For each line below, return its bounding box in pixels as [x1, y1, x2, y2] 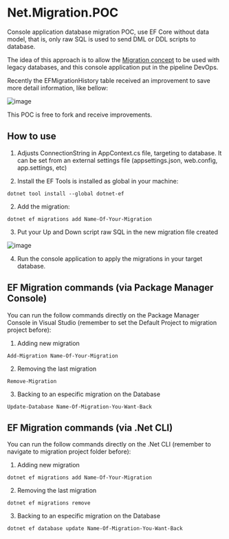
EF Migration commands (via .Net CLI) [7, 422, 173, 433]
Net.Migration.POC [7, 5, 119, 21]
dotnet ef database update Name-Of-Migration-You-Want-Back [7, 525, 184, 532]
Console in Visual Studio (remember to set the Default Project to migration [7, 318, 217, 326]
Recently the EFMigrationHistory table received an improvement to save [7, 76, 211, 84]
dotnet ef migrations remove [7, 500, 91, 507]
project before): [7, 326, 52, 334]
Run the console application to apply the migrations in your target [17, 254, 203, 263]
